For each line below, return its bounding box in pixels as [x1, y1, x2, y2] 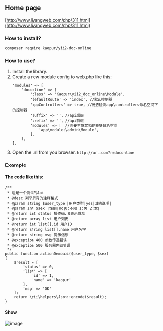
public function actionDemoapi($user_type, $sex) [5, 251, 109, 256]
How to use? [5, 57, 35, 64]
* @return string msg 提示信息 [7, 232, 69, 237]
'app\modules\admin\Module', [38, 128, 98, 133]
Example [5, 162, 27, 168]
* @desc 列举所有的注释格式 [7, 195, 58, 201]
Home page [5, 4, 41, 12]
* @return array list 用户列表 [7, 216, 69, 221]
